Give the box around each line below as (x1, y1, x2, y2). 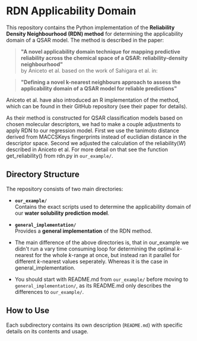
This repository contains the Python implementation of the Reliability (6, 24, 175, 31)
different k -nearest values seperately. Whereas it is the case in (14, 258, 169, 265)
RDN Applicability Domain (6, 4, 136, 18)
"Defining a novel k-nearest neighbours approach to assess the (20, 79, 181, 86)
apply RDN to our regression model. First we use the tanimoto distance (6, 127, 179, 134)
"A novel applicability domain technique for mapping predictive (20, 48, 181, 55)
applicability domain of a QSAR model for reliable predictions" (20, 85, 177, 92)
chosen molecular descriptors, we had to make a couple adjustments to (6, 120, 181, 127)
